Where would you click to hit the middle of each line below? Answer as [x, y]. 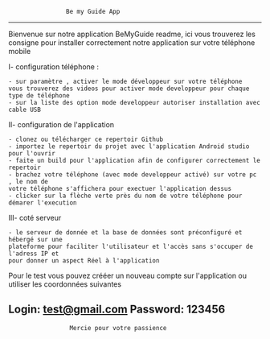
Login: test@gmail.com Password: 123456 [117, 310]
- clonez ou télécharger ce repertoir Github [86, 139]
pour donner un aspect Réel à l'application [84, 261]
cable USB [25, 110]
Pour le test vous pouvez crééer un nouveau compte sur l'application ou [128, 275]
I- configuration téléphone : [53, 67]
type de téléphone [39, 96]
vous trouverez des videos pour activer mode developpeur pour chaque [129, 89]
